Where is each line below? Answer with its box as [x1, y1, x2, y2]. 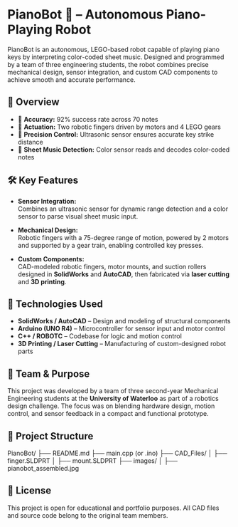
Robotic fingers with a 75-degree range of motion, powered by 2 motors [17, 233, 229, 241]
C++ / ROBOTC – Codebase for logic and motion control [17, 332, 183, 340]
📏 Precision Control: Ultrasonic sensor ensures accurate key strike [17, 130, 215, 138]
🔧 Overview [7, 96, 60, 108]
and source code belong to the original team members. [7, 511, 168, 519]
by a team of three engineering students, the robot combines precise [7, 60, 210, 68]
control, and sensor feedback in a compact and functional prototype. [7, 409, 210, 418]
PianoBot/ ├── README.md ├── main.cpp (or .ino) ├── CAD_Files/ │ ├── [7, 449, 227, 457]
